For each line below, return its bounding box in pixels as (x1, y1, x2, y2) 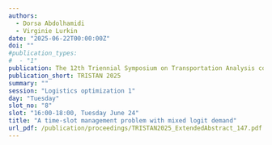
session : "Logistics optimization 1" (8, 86, 136, 95)
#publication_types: (8, 49, 79, 57)
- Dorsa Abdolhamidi (15, 19, 85, 27)
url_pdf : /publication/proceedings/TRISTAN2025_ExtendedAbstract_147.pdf (8, 124, 263, 132)
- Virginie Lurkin (15, 27, 79, 35)
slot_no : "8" (8, 101, 53, 110)
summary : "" (8, 79, 49, 87)
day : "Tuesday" (8, 94, 60, 102)
